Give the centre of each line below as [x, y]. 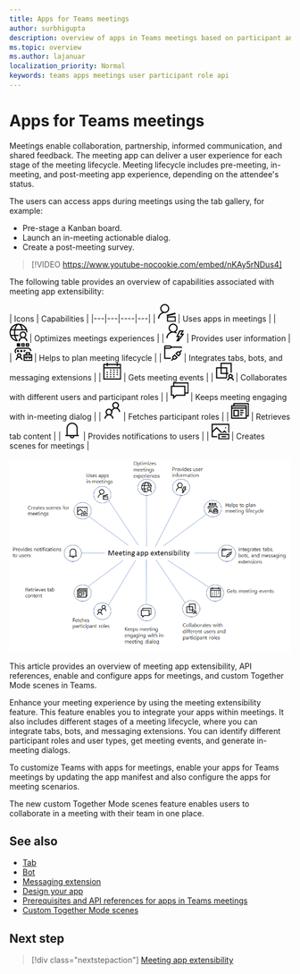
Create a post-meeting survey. [78, 247]
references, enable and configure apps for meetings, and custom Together [146, 675]
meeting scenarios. [45, 786]
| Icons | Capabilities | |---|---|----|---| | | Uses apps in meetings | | [143, 319]
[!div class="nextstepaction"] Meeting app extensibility [132, 960]
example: [26, 210]
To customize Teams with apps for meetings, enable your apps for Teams [144, 767]
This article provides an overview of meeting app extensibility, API [131, 666]
